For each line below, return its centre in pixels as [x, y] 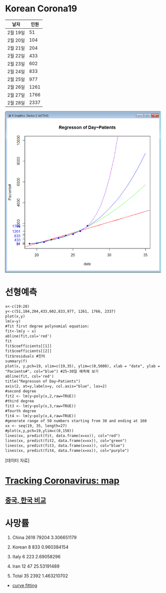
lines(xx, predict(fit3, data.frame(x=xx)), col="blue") [65, 446]
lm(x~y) [13, 321]
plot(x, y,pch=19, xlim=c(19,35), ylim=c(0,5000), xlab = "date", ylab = [83, 366]
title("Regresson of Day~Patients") [43, 382]
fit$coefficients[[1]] [28, 346]
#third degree [20, 401]
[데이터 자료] [17, 460]
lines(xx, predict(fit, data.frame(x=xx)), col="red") [63, 436]
